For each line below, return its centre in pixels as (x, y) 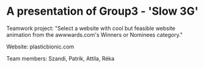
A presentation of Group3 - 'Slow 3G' (102, 11)
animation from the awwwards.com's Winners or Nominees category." (95, 34)
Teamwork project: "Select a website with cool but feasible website (91, 28)
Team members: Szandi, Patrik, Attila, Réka (60, 58)
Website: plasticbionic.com (40, 47)
